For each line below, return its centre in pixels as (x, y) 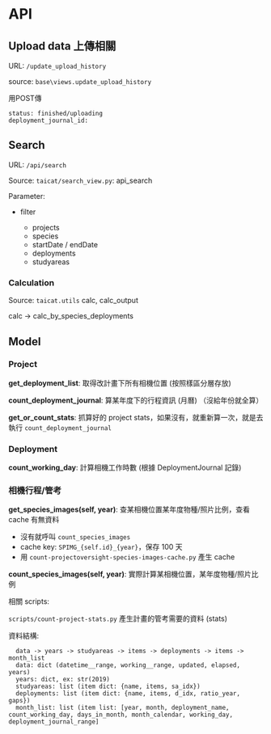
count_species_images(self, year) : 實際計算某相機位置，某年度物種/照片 (130, 574)
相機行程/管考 (35, 491)
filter (28, 212)
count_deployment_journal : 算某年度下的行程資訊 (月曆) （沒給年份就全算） (136, 400)
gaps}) (19, 701)
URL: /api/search (38, 165)
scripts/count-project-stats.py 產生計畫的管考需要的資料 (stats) (118, 618)
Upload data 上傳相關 (62, 46)
